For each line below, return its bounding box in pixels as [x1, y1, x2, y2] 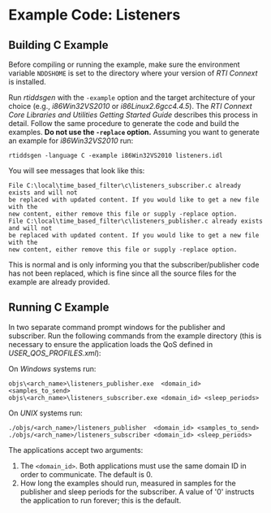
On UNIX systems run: [8, 408, 83, 418]
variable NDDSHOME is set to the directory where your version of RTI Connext [8, 68, 258, 78]
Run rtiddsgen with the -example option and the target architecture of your [8, 93, 256, 102]
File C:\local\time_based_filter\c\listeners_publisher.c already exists [8, 217, 264, 225]
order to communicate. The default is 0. [19, 469, 153, 479]
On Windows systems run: [8, 363, 97, 373]
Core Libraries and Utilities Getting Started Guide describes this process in [8, 110, 258, 120]
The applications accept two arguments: [8, 445, 144, 454]
